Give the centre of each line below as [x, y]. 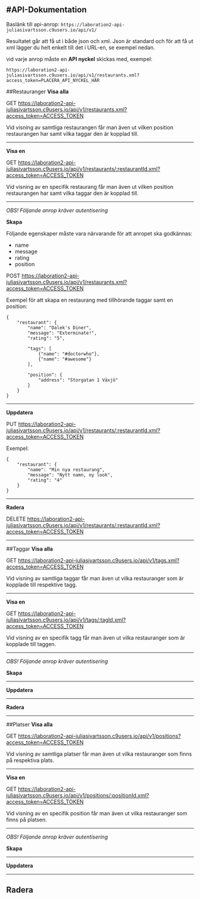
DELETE [16, 519]
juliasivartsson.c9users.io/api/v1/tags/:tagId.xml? [66, 620]
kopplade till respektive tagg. [42, 585]
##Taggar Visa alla [30, 549]
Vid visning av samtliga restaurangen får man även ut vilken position [90, 127]
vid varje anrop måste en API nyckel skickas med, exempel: [79, 59]
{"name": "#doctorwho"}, [69, 354]
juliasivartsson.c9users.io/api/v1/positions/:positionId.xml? [78, 795]
